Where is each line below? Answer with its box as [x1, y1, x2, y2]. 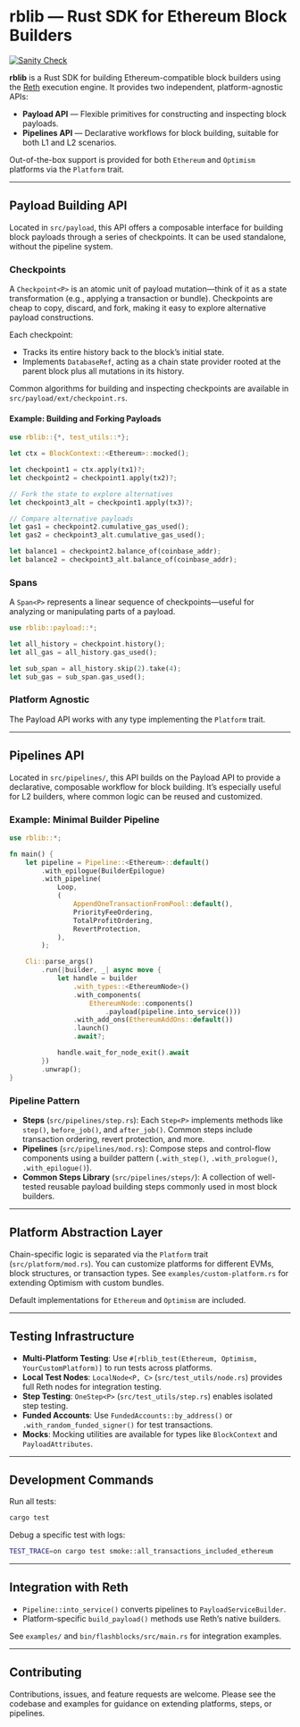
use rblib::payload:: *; [9, 623, 98, 632]
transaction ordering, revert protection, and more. [21, 1133, 205, 1144]
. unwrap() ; [41, 1064, 82, 1074]
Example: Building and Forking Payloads [9, 413, 162, 424]
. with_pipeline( [41, 875, 102, 884]
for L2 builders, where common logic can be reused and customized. [9, 791, 263, 801]
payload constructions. [9, 312, 94, 323]
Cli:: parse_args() [25, 957, 94, 967]
